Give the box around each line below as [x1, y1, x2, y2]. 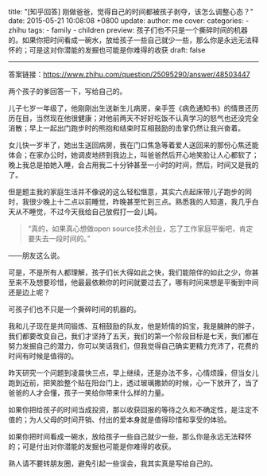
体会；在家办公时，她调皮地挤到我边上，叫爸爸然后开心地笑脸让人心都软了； [8, 150, 259, 159]
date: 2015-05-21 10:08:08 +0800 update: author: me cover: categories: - [8, 16, 250, 25]
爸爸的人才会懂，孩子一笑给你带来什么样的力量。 [8, 388, 168, 397]
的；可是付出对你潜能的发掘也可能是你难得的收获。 [8, 442, 176, 451]
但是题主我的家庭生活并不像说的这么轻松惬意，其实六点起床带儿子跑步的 [8, 187, 245, 197]
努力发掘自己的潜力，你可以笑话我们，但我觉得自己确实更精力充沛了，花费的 [8, 341, 259, 350]
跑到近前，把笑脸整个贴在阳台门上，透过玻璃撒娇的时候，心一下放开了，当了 [8, 378, 259, 388]
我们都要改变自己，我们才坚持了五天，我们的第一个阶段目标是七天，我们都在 [8, 331, 259, 341]
